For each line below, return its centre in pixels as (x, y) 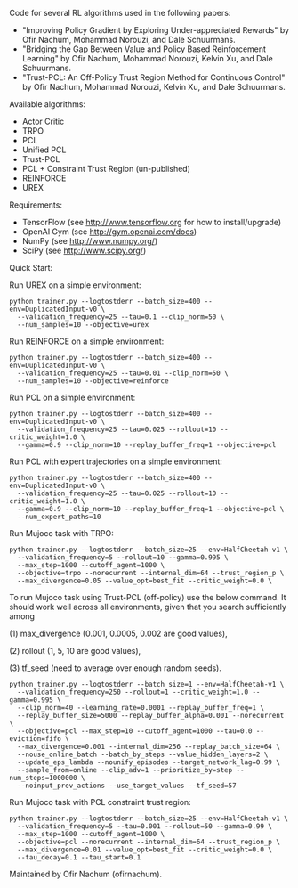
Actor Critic (43, 121)
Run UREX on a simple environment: (75, 285)
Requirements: (36, 205)
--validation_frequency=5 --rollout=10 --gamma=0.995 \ (123, 558)
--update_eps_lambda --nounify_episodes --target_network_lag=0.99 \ (149, 762)
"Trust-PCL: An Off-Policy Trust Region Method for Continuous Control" (153, 77)
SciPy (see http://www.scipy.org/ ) (84, 250)
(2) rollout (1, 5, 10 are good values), (75, 651)
